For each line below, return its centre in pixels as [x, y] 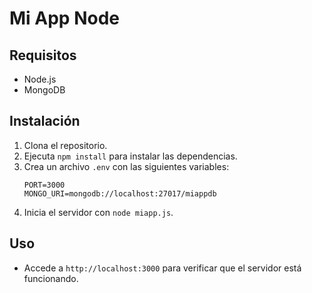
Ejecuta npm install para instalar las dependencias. [130, 156]
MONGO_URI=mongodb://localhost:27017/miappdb [120, 193]
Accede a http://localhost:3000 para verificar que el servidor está [162, 268]
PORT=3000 [44, 185]
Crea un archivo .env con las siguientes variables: [126, 166]
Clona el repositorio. [65, 145]
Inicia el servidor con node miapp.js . [98, 212]
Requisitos [43, 55]
